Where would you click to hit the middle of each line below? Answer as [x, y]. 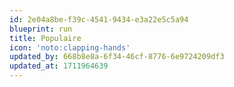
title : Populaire [45, 38]
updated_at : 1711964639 [59, 66]
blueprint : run [41, 29]
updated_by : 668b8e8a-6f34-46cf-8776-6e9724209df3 [117, 57]
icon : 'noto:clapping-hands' [70, 47]
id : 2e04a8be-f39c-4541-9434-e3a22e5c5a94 [99, 19]
